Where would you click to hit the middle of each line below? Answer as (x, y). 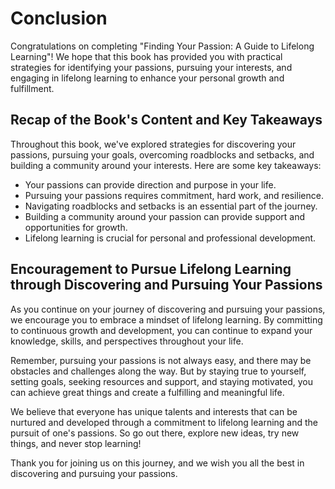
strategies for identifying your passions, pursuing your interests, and (151, 67)
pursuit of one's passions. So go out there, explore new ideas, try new (155, 433)
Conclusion (59, 18)
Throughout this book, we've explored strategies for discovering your (153, 144)
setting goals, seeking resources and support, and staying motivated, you (161, 381)
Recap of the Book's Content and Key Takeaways (166, 120)
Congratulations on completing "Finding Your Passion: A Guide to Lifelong (162, 46)
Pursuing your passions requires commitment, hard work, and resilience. (174, 195)
